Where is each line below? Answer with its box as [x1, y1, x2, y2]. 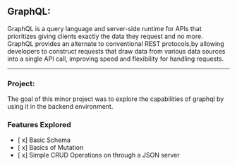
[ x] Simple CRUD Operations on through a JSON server [17, 151, 180, 160]
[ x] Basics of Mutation [17, 143, 84, 152]
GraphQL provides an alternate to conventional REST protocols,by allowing [7, 39, 224, 48]
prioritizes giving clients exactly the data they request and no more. [7, 32, 203, 40]
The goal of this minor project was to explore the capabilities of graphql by [7, 95, 224, 103]
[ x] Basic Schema [17, 136, 71, 144]
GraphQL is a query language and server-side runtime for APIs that [7, 24, 202, 32]
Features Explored [7, 120, 72, 130]
